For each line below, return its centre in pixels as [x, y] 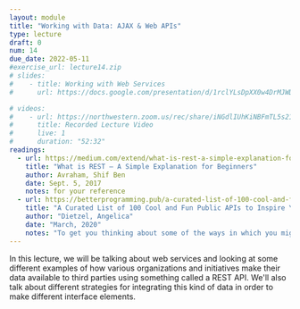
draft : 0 [25, 42]
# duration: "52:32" [57, 142]
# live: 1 [37, 134]
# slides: [28, 76]
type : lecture [36, 34]
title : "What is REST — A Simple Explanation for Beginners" [141, 166]
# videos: [28, 108]
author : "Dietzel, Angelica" [79, 216]
